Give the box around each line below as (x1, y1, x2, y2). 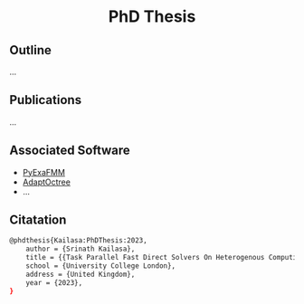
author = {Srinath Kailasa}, (25, 244, 136, 254)
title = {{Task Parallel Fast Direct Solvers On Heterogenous (25, 253, 265, 262)
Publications (9, 92, 82, 108)
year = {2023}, (25, 278, 83, 287)
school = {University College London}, (25, 261, 176, 271)
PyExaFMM (22, 166, 66, 177)
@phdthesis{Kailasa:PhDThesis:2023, (9, 236, 147, 245)
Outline (9, 43, 52, 58)
